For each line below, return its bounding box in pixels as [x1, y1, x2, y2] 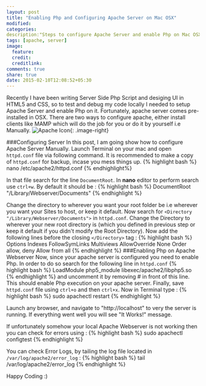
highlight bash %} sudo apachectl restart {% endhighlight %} [6, 292, 161, 300]
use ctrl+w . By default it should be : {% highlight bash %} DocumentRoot [6, 183, 191, 191]
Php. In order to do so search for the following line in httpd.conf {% [6, 260, 177, 267]
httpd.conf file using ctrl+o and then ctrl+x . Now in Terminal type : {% [6, 286, 187, 293]
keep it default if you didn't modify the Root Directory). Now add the [6, 227, 178, 235]
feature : [12, 49, 34, 55]
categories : [6, 26, 37, 32]
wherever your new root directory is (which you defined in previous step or [6, 221, 196, 229]
